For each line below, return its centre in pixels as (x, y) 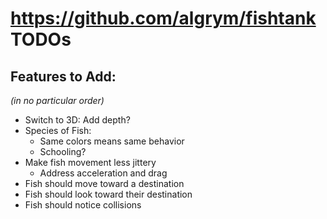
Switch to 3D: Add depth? (77, 120)
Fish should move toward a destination (104, 183)
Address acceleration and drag (103, 173)
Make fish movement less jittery (90, 162)
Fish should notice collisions (83, 205)
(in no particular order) (57, 100)
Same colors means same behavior (112, 141)
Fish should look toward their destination (108, 194)
